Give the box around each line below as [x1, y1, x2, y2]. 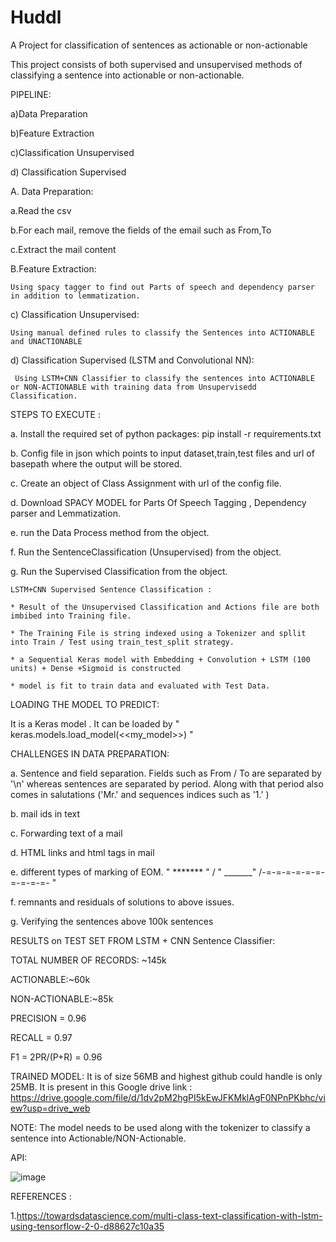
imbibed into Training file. [10, 611, 132, 621]
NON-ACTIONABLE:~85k [10, 992, 114, 1005]
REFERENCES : [10, 1190, 72, 1202]
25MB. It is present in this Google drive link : [10, 1081, 193, 1093]
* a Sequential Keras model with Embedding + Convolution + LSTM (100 [10, 654, 311, 665]
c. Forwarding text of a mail [10, 827, 123, 839]
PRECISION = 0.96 [10, 1012, 87, 1024]
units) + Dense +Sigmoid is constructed [10, 663, 182, 673]
